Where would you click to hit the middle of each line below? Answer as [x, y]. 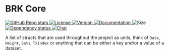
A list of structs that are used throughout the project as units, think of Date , [83, 37]
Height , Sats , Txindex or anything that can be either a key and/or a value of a [84, 42]
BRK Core [26, 9]
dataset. [14, 48]
